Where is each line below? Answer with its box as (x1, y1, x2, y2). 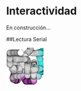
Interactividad (6, 4, 77, 18)
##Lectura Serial (6, 35, 47, 43)
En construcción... (6, 24, 51, 31)
